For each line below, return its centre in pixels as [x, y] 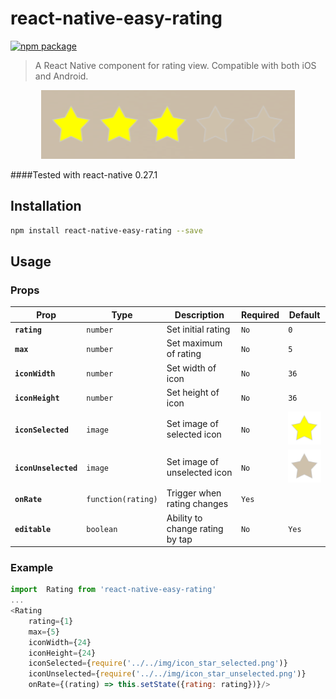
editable [33, 529]
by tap [179, 539]
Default [304, 314]
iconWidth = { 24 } [60, 642]
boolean [102, 529]
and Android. [61, 76]
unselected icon [199, 473]
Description [199, 314]
